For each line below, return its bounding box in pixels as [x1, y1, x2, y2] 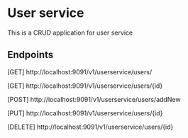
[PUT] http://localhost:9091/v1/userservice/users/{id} [7, 108, 163, 117]
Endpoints [7, 49, 54, 61]
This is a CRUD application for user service [7, 28, 133, 37]
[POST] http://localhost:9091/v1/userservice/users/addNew [7, 95, 181, 103]
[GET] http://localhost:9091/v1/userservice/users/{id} [7, 81, 163, 90]
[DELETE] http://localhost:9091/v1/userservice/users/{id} [7, 122, 174, 131]
